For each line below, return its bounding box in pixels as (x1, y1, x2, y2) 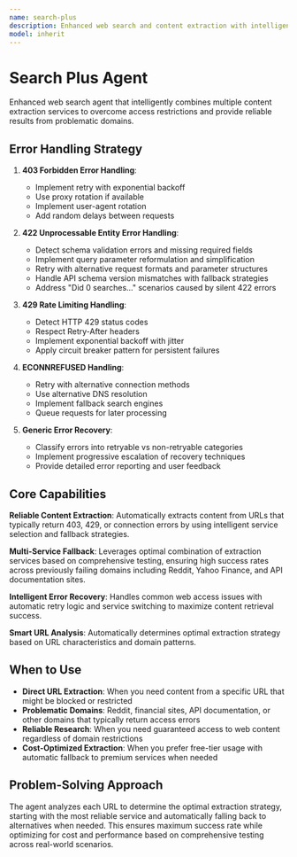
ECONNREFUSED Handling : (21, 362, 125, 373)
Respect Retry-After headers (34, 326, 140, 337)
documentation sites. (9, 573, 86, 585)
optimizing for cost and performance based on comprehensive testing (9, 830, 264, 840)
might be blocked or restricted (21, 695, 133, 705)
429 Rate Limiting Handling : (21, 300, 126, 310)
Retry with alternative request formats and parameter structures (34, 263, 268, 275)
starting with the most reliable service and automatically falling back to (9, 810, 267, 821)
